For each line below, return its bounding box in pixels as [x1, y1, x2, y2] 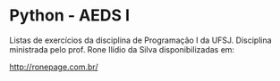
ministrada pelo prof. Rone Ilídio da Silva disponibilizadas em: [9, 44, 235, 54]
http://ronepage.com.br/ [9, 61, 98, 72]
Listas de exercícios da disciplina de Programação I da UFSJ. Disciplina [9, 35, 272, 45]
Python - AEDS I [9, 5, 131, 26]
